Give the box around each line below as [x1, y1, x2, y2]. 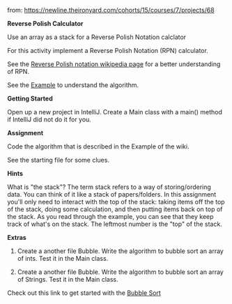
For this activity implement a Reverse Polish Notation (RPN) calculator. [7, 47, 209, 54]
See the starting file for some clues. [7, 156, 110, 164]
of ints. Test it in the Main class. [17, 254, 109, 262]
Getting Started [7, 94, 54, 102]
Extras [7, 234, 26, 241]
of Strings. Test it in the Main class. [17, 275, 118, 283]
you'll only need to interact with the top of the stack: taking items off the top [7, 198, 225, 206]
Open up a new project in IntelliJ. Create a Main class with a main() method [7, 108, 223, 116]
